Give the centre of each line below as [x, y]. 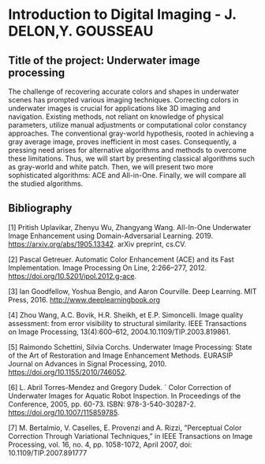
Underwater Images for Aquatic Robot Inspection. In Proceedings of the [125, 395]
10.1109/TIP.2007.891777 [48, 453]
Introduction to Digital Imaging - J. [122, 15]
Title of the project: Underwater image [104, 60]
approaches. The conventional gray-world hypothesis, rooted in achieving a [131, 133]
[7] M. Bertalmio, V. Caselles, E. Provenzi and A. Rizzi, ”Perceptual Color [125, 428]
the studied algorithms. [46, 184]
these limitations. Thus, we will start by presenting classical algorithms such [131, 158]
